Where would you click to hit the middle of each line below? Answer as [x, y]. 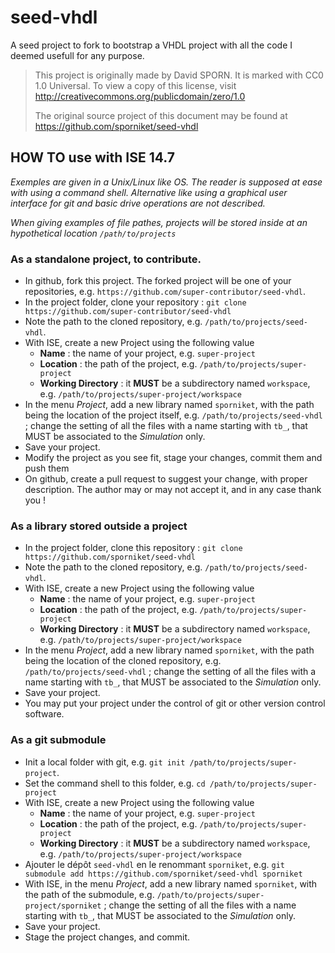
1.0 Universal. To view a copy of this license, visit [135, 85]
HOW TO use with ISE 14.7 [92, 157]
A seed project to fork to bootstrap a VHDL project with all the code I [151, 45]
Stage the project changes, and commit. [107, 937]
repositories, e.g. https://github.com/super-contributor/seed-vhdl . [165, 292]
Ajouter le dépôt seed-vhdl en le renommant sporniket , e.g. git [154, 864]
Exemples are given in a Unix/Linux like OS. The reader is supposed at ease [166, 182]
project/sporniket [63, 906]
